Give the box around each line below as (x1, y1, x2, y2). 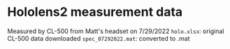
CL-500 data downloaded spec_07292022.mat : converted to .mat (7, 34, 190, 42)
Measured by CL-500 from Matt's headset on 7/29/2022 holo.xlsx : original (7, 27, 225, 35)
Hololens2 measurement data (7, 4, 183, 20)
